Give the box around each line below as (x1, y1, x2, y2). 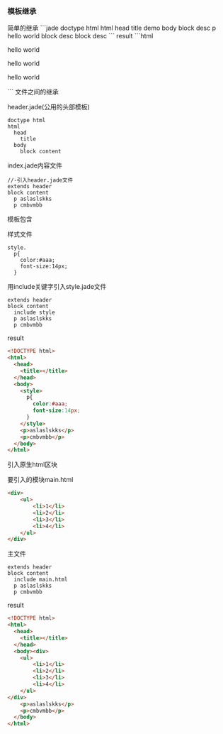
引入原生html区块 (7, 460, 58, 469)
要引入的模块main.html (7, 476, 74, 484)
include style (13, 309, 55, 317)
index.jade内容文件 (7, 161, 62, 170)
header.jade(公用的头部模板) (7, 103, 90, 111)
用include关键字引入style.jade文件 (7, 283, 107, 291)
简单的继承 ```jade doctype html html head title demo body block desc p (7, 23, 217, 33)
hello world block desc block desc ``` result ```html (7, 32, 154, 40)
